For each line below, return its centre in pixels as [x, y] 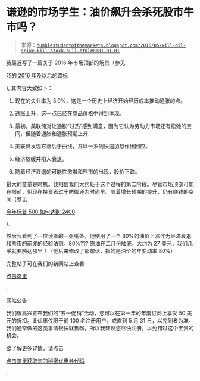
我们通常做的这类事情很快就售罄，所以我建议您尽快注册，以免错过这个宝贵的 [100, 328]
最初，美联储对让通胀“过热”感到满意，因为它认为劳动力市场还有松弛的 [101, 126]
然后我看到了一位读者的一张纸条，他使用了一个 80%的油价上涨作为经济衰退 [99, 236]
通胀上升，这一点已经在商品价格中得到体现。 [70, 113]
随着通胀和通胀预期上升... [62, 133]
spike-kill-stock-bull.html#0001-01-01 [70, 51]
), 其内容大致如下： [30, 88]
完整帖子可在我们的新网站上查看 [45, 264]
